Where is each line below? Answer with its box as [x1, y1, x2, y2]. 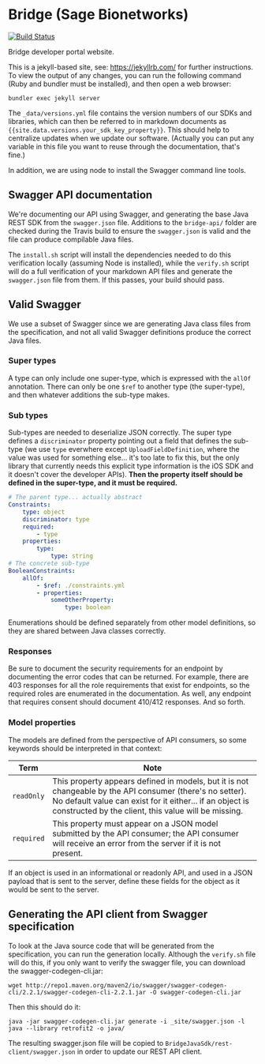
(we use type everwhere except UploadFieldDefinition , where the [24, 445, 241, 454]
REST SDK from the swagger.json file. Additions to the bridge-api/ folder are [8, 217, 257, 227]
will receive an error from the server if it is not [52, 837, 221, 848]
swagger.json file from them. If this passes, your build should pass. [8, 275, 225, 284]
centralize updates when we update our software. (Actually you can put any [8, 133, 255, 143]
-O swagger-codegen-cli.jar [149, 988, 242, 996]
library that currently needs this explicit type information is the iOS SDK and [8, 461, 254, 471]
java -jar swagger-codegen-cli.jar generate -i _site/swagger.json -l [8, 1017, 245, 1025]
